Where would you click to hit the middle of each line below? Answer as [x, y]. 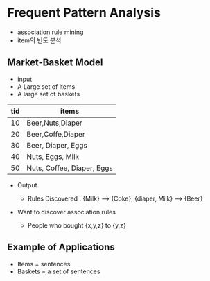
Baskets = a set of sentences [59, 271]
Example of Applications [61, 247]
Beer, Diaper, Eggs [57, 145]
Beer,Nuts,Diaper [55, 123]
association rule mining [50, 32]
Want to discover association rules [67, 212]
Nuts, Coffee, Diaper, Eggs [70, 168]
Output [27, 185]
